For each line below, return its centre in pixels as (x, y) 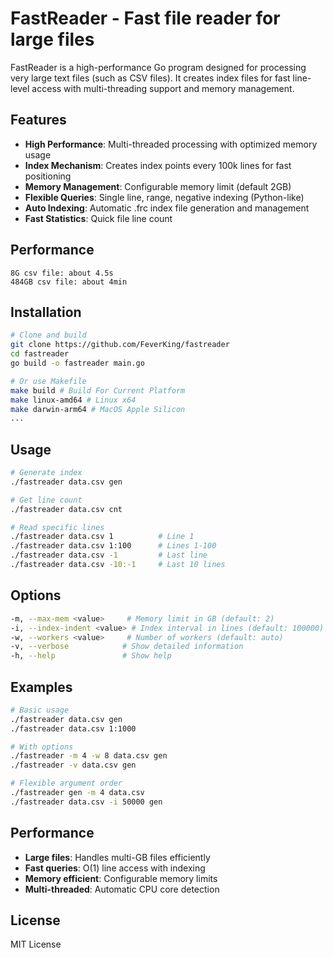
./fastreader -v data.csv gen (73, 765)
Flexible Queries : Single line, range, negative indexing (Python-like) (164, 197)
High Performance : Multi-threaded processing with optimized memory (171, 144)
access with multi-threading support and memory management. (163, 88)
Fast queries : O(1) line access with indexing (115, 868)
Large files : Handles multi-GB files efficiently (117, 857)
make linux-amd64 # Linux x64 (73, 400)
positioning (48, 176)
